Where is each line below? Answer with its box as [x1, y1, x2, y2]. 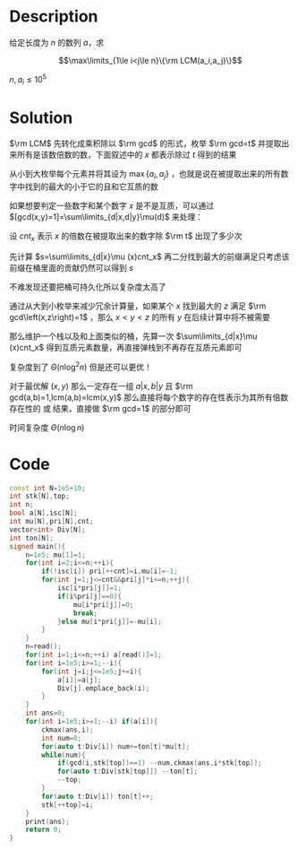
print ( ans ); [25, 817, 70, 826]
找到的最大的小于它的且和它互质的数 [24, 181, 158, 192]
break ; [72, 608, 98, 618]
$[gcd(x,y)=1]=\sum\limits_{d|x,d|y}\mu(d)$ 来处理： [9, 212, 204, 222]
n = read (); [25, 642, 63, 651]
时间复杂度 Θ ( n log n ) [9, 421, 85, 432]
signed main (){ [9, 542, 66, 551]
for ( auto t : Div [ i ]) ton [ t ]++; [41, 792, 154, 801]
